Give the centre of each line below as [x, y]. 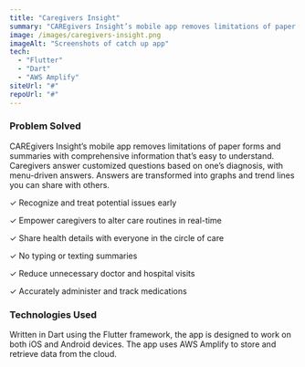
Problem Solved [46, 126]
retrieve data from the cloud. [63, 354]
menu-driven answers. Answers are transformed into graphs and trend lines [152, 175]
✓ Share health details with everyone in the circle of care [117, 237]
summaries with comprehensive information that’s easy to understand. [142, 155]
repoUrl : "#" [34, 94]
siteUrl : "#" [34, 86]
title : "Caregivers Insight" [65, 18]
